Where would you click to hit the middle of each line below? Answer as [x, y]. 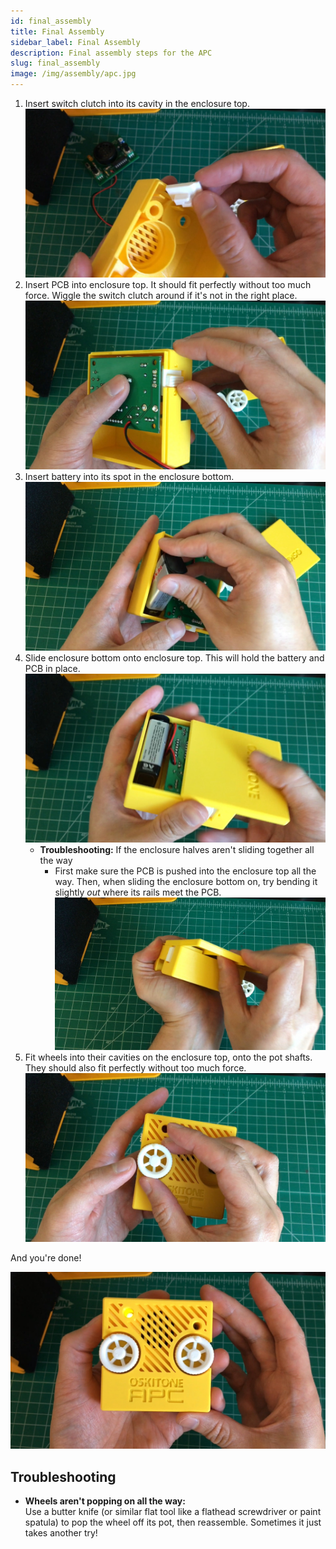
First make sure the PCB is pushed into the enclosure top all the [185, 871]
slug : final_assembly [55, 63]
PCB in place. [52, 669]
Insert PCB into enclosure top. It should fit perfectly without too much [168, 285]
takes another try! [61, 1533]
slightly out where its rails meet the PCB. [138, 892]
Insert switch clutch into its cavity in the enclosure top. [137, 103]
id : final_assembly [51, 21]
